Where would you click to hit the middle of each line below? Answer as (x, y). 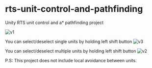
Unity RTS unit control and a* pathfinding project (54, 23)
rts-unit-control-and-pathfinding (74, 9)
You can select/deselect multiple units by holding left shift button (71, 51)
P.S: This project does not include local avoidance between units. (71, 60)
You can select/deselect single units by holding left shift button (69, 41)
